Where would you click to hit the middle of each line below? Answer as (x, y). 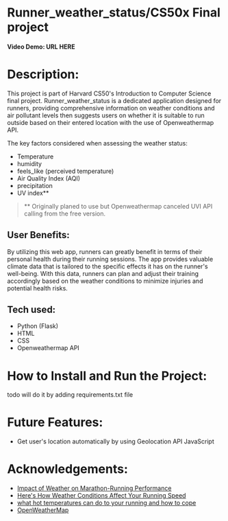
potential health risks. (38, 288)
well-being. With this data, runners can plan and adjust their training (103, 273)
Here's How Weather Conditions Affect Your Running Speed (101, 496)
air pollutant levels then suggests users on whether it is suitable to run (106, 115)
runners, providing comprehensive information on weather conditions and (111, 108)
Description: (43, 74)
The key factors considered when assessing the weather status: (98, 143)
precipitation (35, 185)
